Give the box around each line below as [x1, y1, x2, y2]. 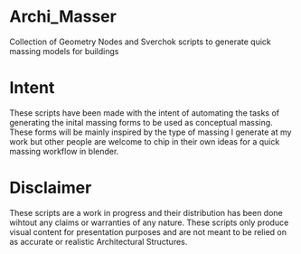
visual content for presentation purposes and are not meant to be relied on [9, 226, 287, 237]
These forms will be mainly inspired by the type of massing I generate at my [9, 127, 292, 137]
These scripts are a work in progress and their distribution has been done [9, 207, 283, 218]
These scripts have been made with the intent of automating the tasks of [9, 107, 280, 118]
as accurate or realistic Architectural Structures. [9, 236, 188, 247]
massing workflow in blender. [9, 146, 119, 156]
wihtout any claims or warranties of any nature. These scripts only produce [9, 217, 289, 228]
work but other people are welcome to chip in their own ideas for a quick [9, 136, 280, 146]
